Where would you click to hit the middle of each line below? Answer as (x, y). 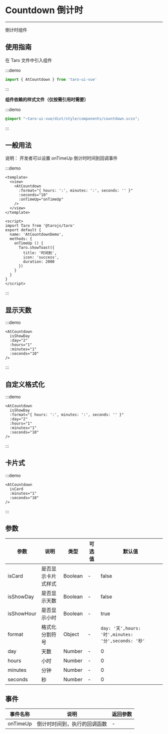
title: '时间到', (40, 253)
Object (71, 634)
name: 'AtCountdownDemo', (37, 235)
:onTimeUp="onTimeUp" (41, 199)
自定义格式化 (25, 384)
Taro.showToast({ (36, 248)
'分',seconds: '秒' (123, 641)
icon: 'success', (41, 257)
